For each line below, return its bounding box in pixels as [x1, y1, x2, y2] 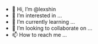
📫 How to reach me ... [11, 32, 67, 38]
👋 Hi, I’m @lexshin [11, 6, 56, 12]
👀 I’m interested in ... [11, 12, 62, 19]
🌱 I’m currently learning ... [11, 18, 75, 25]
